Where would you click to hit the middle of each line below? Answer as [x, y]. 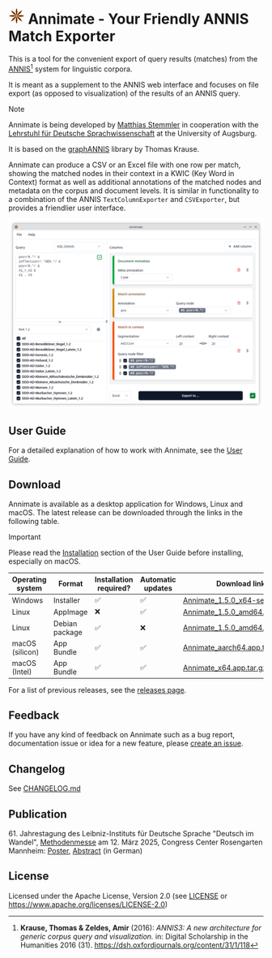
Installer [67, 600]
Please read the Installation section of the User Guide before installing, [126, 553]
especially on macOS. [45, 561]
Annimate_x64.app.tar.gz [225, 668]
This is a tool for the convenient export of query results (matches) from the [133, 58]
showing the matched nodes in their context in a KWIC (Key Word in [121, 173]
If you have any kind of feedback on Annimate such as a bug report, [122, 735]
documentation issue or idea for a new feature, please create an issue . [126, 743]
